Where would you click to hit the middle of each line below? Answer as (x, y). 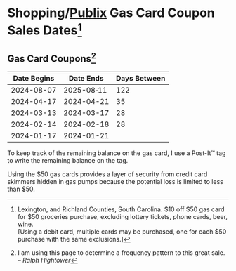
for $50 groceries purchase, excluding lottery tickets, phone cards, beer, (123, 217)
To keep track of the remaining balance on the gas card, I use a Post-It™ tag (117, 153)
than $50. (21, 189)
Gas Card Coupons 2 (52, 58)
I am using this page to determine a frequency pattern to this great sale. (121, 253)
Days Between (140, 79)
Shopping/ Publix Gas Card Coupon (111, 13)
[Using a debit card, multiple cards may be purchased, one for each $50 (122, 232)
